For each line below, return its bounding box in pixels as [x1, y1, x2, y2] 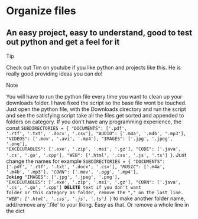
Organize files [6, 4, 76, 18]
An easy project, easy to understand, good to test [6, 28, 193, 38]
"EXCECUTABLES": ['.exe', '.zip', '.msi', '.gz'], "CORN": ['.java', [6, 179, 181, 185]
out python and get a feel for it [6, 37, 120, 47]
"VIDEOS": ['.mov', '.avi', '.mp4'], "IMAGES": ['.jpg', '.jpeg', [6, 136, 173, 142]
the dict [6, 208, 25, 214]
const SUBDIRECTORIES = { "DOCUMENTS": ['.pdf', [6, 125, 127, 131]
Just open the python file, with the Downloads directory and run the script [6, 106, 186, 113]
